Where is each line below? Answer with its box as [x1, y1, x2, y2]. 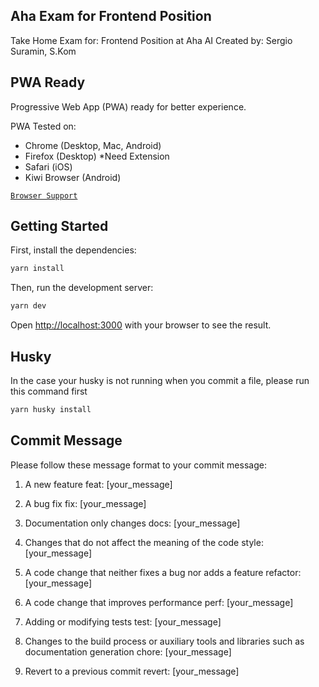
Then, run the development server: [10, 282, 154, 294]
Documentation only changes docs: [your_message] [24, 517, 241, 529]
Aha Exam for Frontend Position [10, 8, 212, 25]
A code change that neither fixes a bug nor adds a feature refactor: [24, 566, 302, 578]
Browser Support [10, 190, 78, 201]
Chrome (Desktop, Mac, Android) [24, 139, 162, 151]
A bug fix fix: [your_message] [24, 497, 147, 509]
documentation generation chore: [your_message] [24, 645, 232, 658]
